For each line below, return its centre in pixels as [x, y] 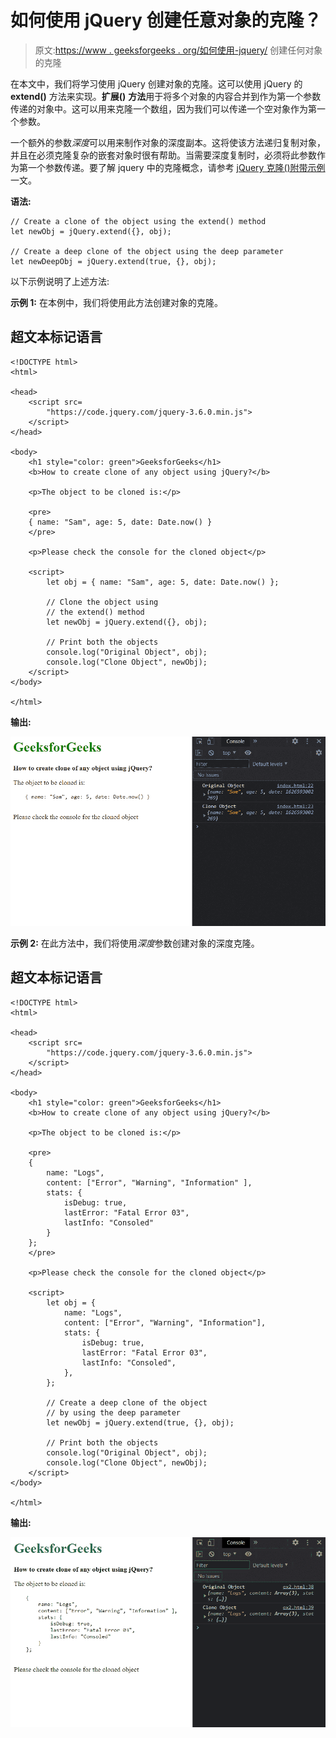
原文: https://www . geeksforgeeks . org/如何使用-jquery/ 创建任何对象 [178, 50]
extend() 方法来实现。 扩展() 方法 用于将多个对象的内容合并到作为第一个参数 [166, 96]
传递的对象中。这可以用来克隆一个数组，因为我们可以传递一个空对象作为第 [163, 108]
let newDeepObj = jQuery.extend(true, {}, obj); [113, 261]
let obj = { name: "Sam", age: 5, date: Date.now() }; [163, 582]
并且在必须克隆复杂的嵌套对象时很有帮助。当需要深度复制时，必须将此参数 [163, 155]
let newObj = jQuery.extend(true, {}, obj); [140, 1422]
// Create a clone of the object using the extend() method [138, 221]
